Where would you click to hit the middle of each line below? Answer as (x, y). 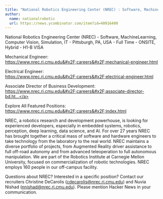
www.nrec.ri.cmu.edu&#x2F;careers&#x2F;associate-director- (82, 91)
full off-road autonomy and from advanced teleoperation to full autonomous (81, 152)
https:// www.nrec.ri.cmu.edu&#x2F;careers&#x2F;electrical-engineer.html (79, 77)
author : (13, 14)
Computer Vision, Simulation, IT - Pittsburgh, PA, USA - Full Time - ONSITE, (80, 42)
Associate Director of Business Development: (50, 86)
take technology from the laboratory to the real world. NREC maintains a (77, 141)
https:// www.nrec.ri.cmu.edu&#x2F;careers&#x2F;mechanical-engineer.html (81, 62)
